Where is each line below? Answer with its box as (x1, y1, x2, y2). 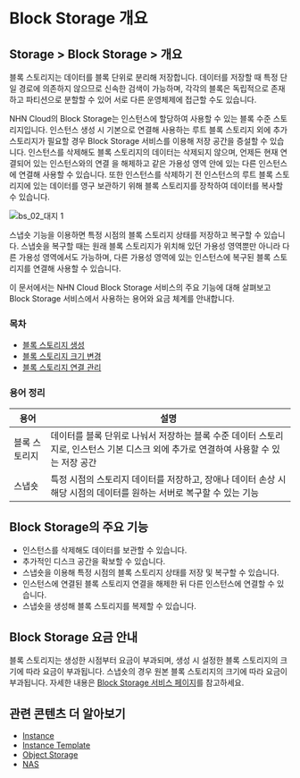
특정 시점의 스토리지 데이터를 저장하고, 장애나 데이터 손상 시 (50, 473, 287, 486)
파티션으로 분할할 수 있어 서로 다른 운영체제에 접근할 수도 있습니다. (25, 95, 257, 105)
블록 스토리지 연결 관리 (21, 362, 102, 373)
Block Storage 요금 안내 (9, 630, 138, 645)
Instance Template (21, 740, 91, 751)
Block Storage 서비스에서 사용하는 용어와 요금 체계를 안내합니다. (9, 293, 235, 304)
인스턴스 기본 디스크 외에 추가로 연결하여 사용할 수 (71, 443, 270, 455)
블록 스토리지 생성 (21, 340, 85, 351)
